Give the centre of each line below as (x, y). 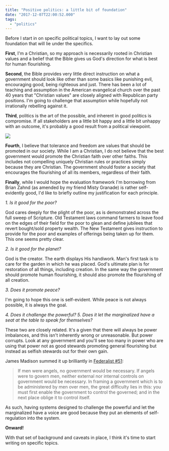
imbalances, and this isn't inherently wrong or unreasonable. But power (79, 335)
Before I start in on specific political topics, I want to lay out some (73, 38)
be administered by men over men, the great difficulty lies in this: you (89, 387)
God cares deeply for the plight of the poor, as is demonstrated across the (82, 213)
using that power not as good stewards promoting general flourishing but (81, 346)
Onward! (15, 428)
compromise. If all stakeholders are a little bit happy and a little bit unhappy (83, 121)
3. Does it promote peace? (33, 290)
